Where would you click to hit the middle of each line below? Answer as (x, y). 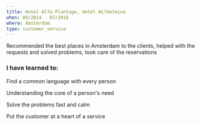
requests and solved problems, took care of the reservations (82, 53)
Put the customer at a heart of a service (56, 116)
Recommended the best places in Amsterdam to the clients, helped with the (101, 46)
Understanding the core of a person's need (60, 93)
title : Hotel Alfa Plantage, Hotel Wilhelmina (66, 12)
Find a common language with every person (61, 81)
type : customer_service (36, 29)
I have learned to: (32, 68)
